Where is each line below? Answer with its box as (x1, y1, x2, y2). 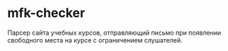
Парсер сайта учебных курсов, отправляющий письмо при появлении (7, 28, 222, 37)
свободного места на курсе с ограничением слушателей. (7, 35, 183, 44)
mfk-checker (7, 5, 86, 21)
